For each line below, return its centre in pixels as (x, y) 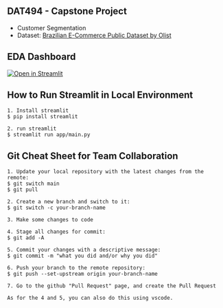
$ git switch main (33, 184)
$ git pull (23, 190)
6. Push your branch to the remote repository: (77, 268)
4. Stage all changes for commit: (57, 232)
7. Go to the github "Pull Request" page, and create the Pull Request (111, 286)
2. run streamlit (32, 129)
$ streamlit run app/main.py (49, 135)
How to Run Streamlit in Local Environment (100, 95)
